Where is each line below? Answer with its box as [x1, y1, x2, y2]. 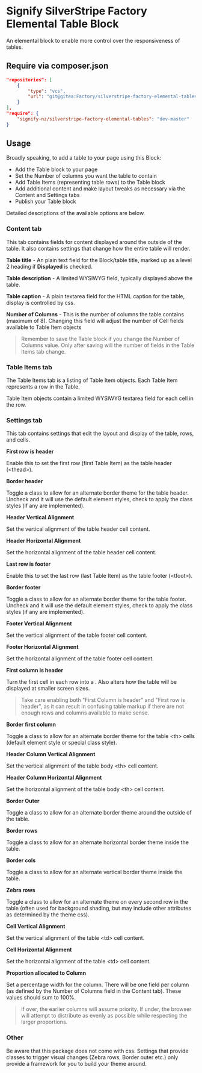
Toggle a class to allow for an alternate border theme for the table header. [6, 489, 189, 496]
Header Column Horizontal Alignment [6, 774, 102, 781]
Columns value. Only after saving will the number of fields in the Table [20, 342, 195, 349]
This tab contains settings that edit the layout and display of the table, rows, [6, 430, 194, 437]
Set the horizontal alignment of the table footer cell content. [6, 655, 155, 662]
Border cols [6, 857, 36, 864]
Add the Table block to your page [14, 166, 98, 173]
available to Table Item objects [6, 324, 82, 331]
